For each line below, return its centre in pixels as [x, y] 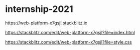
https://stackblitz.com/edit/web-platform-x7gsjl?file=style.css [69, 42]
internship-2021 [39, 9]
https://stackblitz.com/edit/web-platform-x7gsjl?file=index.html [70, 32]
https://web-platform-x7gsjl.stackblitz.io [46, 23]
